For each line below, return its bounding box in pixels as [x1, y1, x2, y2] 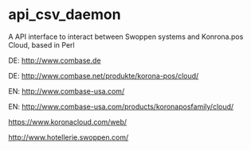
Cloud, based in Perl [8, 40, 75, 49]
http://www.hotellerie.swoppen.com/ [8, 133, 129, 142]
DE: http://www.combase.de [8, 56, 101, 65]
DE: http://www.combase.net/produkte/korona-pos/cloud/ [8, 71, 199, 80]
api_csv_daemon [8, 6, 121, 24]
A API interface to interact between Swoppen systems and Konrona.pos [8, 32, 244, 41]
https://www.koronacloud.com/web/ [8, 117, 127, 126]
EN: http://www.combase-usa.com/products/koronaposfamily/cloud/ [8, 102, 234, 111]
